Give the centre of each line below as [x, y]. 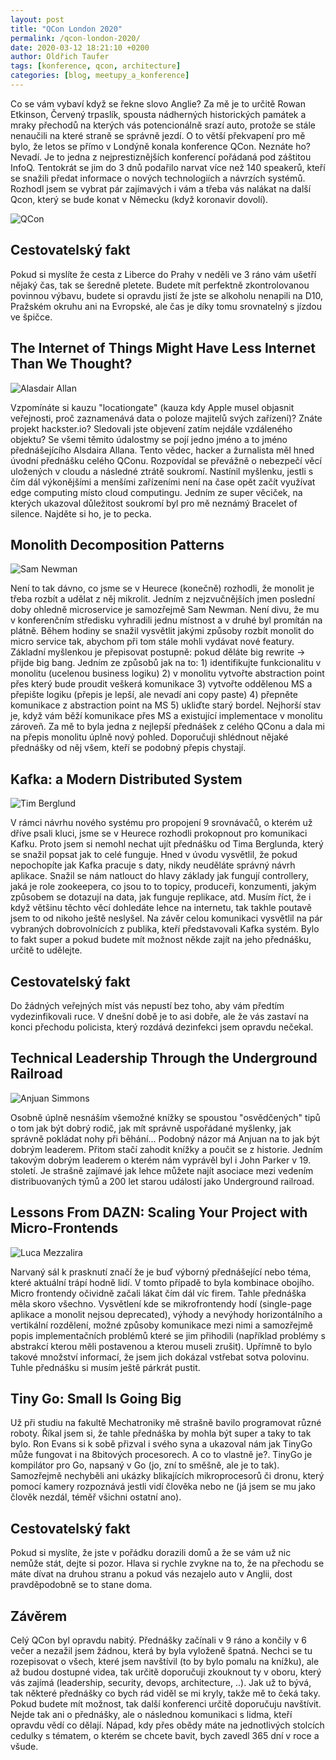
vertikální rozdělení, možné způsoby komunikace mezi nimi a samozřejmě [161, 1325]
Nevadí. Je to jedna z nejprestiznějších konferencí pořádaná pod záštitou [161, 157]
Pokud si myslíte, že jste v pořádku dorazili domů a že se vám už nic [151, 1553]
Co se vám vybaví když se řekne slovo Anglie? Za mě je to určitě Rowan [158, 103]
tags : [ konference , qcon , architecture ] [96, 66]
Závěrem [39, 1616]
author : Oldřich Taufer [60, 57]
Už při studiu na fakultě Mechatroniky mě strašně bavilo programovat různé [166, 1423]
